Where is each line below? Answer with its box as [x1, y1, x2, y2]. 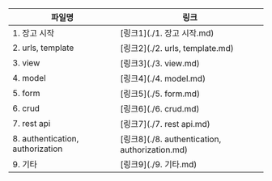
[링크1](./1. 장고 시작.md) [120, 27, 215, 39]
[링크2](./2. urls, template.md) [120, 43, 234, 53]
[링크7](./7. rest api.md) [120, 119, 210, 129]
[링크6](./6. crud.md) [120, 103, 200, 114]
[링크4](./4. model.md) [120, 73, 206, 84]
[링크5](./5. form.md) [120, 88, 201, 99]
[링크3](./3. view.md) [120, 58, 200, 69]
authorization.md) [120, 145, 188, 155]
